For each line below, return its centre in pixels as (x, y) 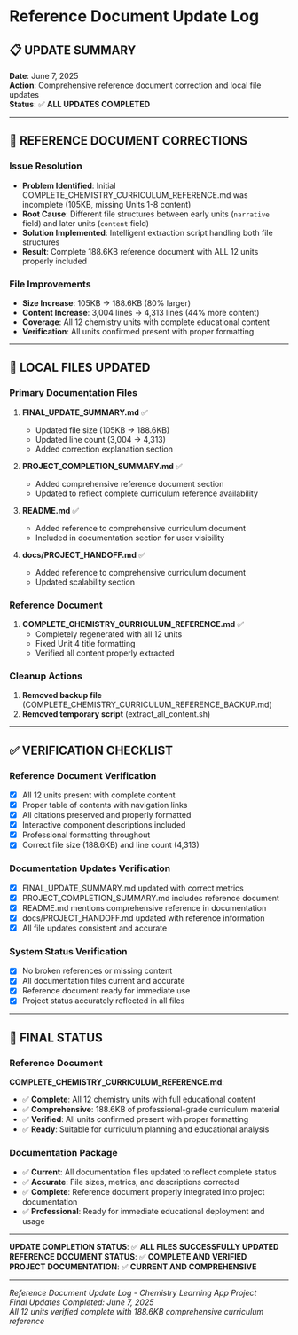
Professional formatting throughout (86, 835)
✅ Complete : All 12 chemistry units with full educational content (138, 1099)
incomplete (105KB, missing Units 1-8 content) (106, 204)
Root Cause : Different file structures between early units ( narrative (146, 214)
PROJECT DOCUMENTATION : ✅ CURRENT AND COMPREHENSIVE (133, 1267)
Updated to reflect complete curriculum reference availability (147, 493)
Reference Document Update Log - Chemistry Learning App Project (133, 1293)
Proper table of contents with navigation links (105, 805)
